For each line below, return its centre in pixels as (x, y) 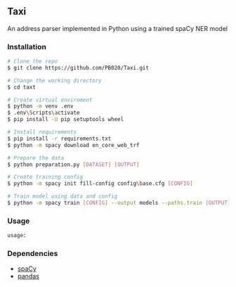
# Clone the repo (33, 62)
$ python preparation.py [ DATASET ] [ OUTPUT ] (73, 165)
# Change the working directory (54, 80)
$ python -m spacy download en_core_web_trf (73, 145)
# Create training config (45, 177)
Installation (27, 46)
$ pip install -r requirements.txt (59, 139)
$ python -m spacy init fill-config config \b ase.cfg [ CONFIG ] (100, 184)
